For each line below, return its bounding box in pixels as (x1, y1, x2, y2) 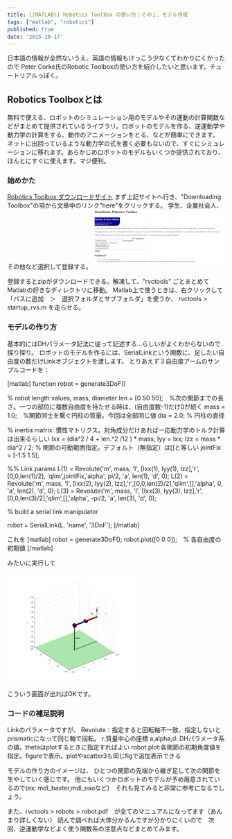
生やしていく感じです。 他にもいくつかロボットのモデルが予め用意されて (7, 774, 215, 783)
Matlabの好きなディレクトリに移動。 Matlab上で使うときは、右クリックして (7, 286, 224, 294)
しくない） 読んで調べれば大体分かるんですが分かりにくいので (25, 815, 203, 824)
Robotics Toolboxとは (7, 94, 102, 105)
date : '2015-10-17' (7, 33, 64, 40)
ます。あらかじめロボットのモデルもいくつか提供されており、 (49, 148, 224, 156)
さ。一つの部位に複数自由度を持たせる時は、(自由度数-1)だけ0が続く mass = (7, 402, 226, 411)
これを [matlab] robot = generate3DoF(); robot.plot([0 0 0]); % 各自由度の (7, 535, 222, 543)
